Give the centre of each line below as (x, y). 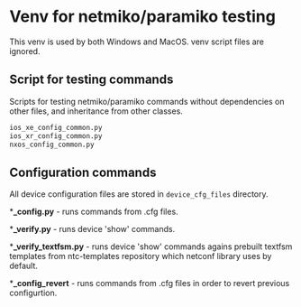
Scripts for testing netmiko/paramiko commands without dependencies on (147, 101)
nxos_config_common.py (52, 144)
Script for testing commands (91, 80)
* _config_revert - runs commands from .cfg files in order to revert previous (150, 284)
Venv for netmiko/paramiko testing (143, 17)
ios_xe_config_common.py (56, 127)
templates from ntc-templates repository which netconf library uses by (141, 256)
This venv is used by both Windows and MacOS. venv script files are (137, 42)
